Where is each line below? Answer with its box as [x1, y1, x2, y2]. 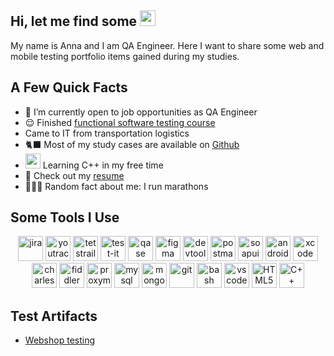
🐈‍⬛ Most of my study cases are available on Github [24, 138, 240, 150]
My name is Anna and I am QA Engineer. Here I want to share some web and [10, 39, 325, 51]
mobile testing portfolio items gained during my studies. [10, 50, 240, 62]
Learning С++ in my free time [42, 159, 164, 171]
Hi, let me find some [10, 13, 138, 30]
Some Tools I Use [10, 209, 120, 226]
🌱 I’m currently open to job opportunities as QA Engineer [24, 106, 258, 118]
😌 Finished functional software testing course [24, 116, 216, 128]
